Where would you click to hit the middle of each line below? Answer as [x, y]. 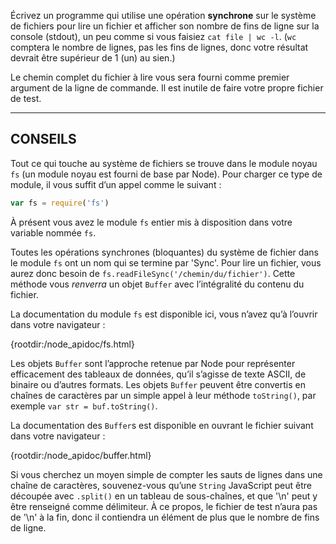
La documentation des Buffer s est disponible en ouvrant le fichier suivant [162, 425]
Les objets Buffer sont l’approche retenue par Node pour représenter [153, 363]
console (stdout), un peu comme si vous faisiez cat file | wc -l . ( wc [153, 36]
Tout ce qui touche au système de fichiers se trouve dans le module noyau [164, 163]
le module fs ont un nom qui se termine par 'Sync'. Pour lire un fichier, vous [166, 262]
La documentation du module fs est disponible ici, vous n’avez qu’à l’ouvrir [164, 314]
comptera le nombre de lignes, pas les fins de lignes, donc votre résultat [159, 47]
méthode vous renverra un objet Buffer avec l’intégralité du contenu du [157, 284]
